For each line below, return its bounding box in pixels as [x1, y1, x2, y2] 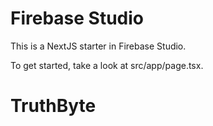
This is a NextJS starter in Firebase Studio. [10, 40, 187, 52]
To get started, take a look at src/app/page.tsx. [10, 59, 204, 71]
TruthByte [10, 95, 97, 117]
